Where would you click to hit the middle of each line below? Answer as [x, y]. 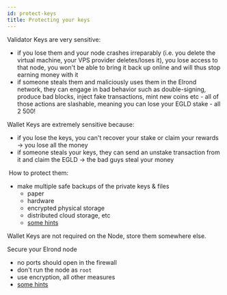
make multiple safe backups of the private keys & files [93, 186]
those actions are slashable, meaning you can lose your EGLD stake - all [119, 104]
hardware [41, 200]
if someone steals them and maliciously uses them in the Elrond [107, 82]
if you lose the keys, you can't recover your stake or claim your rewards [118, 137]
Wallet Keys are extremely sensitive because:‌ [71, 124]
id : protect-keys [32, 13]
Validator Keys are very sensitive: [54, 39]
